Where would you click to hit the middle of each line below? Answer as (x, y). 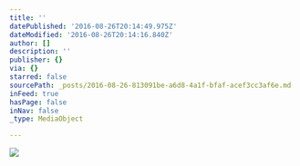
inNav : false (34, 111)
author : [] (30, 43)
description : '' (40, 52)
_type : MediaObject (47, 119)
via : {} (24, 69)
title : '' (28, 18)
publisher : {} (36, 60)
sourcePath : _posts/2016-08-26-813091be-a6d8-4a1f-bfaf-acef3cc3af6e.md (150, 85)
